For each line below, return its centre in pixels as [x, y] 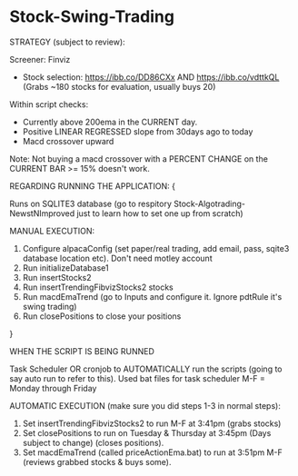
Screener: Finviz [40, 59]
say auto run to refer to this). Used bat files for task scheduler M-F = [138, 378]
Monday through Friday [53, 388]
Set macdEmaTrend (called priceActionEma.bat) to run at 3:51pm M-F [153, 452]
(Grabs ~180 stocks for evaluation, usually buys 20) [119, 86]
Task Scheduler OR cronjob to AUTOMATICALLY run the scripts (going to [146, 369]
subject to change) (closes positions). [93, 442]
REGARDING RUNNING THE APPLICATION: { [92, 186]
